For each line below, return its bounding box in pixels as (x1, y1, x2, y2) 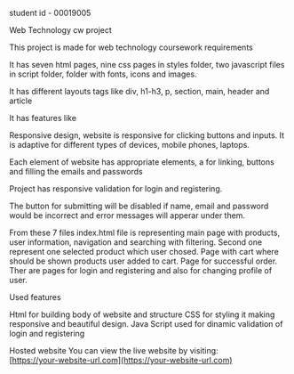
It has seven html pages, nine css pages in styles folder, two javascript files (9, 60, 285, 69)
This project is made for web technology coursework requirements (9, 42, 253, 53)
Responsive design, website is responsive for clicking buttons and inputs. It (9, 130, 285, 141)
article (9, 95, 33, 106)
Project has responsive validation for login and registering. (9, 183, 223, 194)
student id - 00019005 (9, 8, 91, 18)
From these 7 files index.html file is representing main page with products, (9, 227, 281, 238)
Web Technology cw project (9, 25, 113, 35)
